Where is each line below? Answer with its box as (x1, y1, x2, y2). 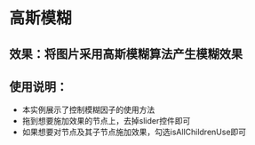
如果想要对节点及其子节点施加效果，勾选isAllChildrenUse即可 (21, 126, 247, 138)
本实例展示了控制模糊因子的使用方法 (21, 104, 155, 116)
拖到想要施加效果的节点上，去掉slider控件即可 (21, 116, 191, 126)
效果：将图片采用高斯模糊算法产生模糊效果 (9, 46, 243, 61)
